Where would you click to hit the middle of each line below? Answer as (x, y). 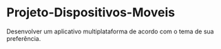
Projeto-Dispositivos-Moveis (91, 13)
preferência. (24, 38)
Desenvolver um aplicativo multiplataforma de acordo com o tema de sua (110, 31)
